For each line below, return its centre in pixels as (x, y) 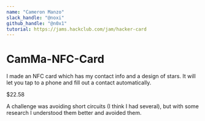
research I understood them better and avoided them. (74, 113)
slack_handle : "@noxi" (35, 18)
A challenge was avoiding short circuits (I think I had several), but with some (103, 106)
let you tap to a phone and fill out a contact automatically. (79, 82)
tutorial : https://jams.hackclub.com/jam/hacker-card (77, 29)
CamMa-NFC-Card (55, 59)
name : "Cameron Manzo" (35, 12)
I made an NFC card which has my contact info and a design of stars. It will (101, 76)
